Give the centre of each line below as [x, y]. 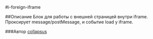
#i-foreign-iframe [23, 7]
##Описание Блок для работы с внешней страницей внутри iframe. [76, 17]
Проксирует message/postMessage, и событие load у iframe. [69, 22]
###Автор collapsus [26, 31]
